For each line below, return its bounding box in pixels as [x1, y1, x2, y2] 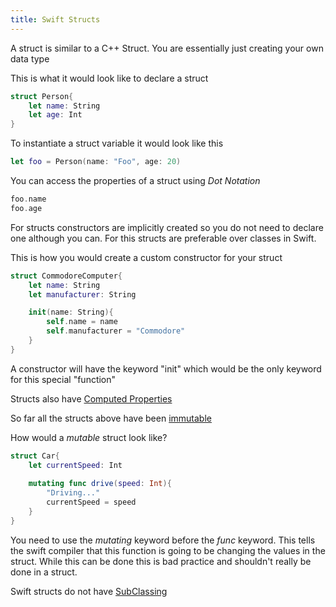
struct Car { [10, 451, 60, 461]
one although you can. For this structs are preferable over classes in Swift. [10, 232, 317, 244]
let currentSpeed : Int [28, 460, 123, 470]
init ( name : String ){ [28, 307, 114, 318]
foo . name [10, 194, 47, 204]
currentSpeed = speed [46, 497, 137, 508]
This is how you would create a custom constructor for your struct [10, 251, 283, 263]
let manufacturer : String [28, 289, 137, 300]
